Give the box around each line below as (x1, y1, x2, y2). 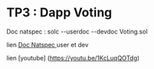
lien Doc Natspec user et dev (6, 40, 89, 49)
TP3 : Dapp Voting (6, 5, 113, 20)
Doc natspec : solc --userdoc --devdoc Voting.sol (6, 27, 148, 36)
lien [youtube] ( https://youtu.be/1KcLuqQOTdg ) (6, 53, 140, 62)
